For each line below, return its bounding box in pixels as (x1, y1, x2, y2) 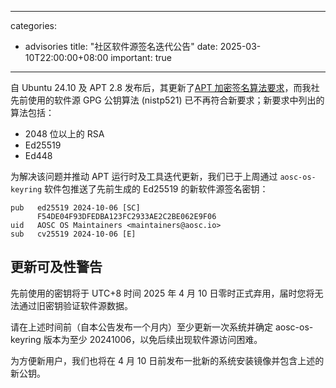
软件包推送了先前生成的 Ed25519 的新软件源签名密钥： (44, 183, 269, 195)
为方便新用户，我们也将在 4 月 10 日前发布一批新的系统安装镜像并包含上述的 (10, 354, 325, 366)
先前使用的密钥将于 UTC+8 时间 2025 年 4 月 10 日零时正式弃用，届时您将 (10, 287, 315, 299)
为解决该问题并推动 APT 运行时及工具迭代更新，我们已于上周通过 (10, 171, 278, 182)
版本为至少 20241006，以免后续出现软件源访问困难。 (43, 333, 263, 345)
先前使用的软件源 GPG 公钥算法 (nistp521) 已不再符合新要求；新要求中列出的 (10, 94, 325, 106)
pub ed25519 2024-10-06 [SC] (10, 203, 141, 213)
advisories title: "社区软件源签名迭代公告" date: (24, 41, 218, 52)
